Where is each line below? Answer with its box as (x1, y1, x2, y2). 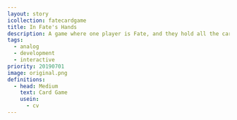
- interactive (13, 56, 55, 64)
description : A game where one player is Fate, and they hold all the (7, 30, 219, 37)
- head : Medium (13, 83, 59, 90)
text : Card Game (20, 89, 68, 96)
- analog (13, 43, 39, 50)
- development (13, 50, 55, 57)
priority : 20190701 (7, 63, 65, 70)
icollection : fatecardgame (7, 17, 87, 24)
